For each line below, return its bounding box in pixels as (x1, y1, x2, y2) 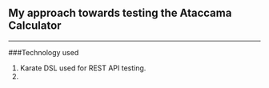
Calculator (8, 19, 62, 33)
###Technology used (8, 47, 79, 57)
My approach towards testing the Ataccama (8, 6, 232, 20)
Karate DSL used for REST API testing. (19, 63, 147, 73)
